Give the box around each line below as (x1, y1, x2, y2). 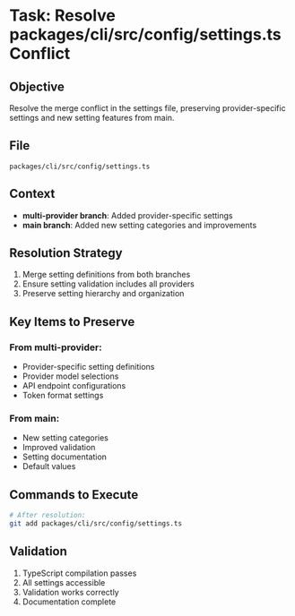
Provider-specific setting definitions (22, 362, 155, 372)
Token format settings (22, 390, 104, 401)
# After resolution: (9, 511, 87, 520)
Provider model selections (22, 371, 119, 381)
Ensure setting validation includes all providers (22, 278, 195, 289)
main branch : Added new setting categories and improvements (22, 219, 257, 230)
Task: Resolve (9, 5, 117, 26)
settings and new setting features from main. (9, 113, 175, 123)
